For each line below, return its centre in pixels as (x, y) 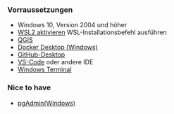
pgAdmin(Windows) (46, 103)
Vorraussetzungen (40, 10)
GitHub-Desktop (41, 55)
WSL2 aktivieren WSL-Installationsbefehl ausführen (92, 32)
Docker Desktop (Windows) (57, 48)
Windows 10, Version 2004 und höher (72, 25)
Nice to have (29, 87)
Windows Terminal (44, 70)
